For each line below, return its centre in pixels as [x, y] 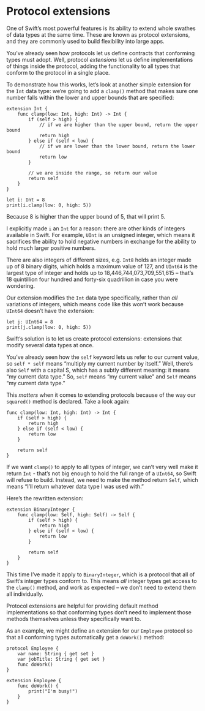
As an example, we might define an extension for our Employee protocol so [99, 630]
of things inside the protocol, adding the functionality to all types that [93, 66]
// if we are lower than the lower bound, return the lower [117, 146]
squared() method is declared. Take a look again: [68, 401]
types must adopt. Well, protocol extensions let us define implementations [100, 59]
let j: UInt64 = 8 [30, 322]
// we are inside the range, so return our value [93, 173]
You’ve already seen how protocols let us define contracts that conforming [100, 53]
